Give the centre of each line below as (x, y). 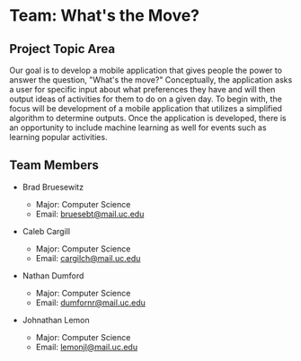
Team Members (54, 166)
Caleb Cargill (46, 231)
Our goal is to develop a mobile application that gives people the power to (146, 70)
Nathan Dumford (53, 276)
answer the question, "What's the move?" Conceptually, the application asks (151, 80)
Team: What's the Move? (105, 16)
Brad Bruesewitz (53, 187)
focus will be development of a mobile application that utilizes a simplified (146, 108)
